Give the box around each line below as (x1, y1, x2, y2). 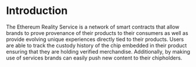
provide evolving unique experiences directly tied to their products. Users (6, 36, 184, 43)
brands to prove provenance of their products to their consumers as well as (6, 29, 189, 36)
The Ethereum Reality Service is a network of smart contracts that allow (6, 23, 180, 30)
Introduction (6, 4, 68, 17)
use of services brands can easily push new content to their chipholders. (6, 54, 183, 61)
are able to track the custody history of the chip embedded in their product (6, 42, 187, 49)
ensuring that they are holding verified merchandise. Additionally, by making (6, 48, 191, 55)
